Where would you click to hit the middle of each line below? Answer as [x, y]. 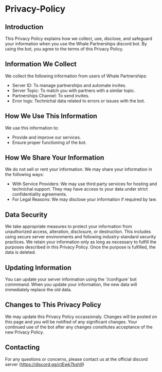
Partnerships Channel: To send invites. [51, 95]
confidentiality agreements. [39, 194]
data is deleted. [21, 252]
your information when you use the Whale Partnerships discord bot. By [76, 44]
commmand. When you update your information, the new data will [71, 284]
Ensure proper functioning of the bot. [49, 142]
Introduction [24, 27]
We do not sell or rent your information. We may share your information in [79, 169]
